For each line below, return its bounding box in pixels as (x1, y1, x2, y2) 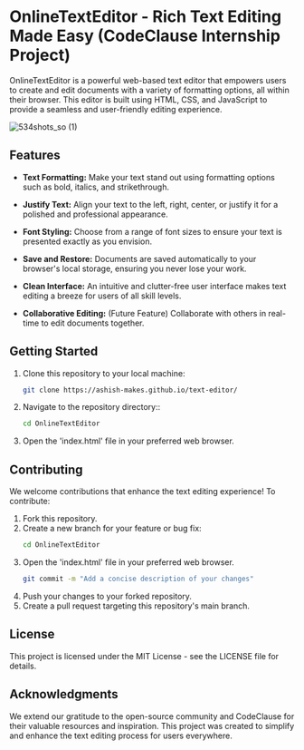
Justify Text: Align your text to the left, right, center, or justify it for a (22, 199, 279, 209)
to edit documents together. (41, 317, 145, 328)
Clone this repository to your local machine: (22, 367, 185, 378)
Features (9, 148, 61, 163)
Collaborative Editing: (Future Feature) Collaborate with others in (22, 307, 267, 318)
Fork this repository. (22, 513, 98, 524)
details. (9, 660, 37, 671)
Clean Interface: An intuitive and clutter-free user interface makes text (22, 280, 287, 291)
